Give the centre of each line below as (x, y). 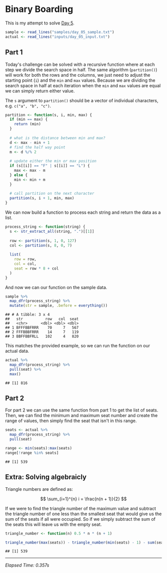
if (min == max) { (29, 120)
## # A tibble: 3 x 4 (28, 315)
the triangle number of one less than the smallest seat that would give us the (83, 514)
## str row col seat (42, 319)
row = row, (25, 259)
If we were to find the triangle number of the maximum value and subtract (81, 508)
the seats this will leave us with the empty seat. (53, 524)
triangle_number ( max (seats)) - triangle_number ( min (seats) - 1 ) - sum (80, 542)
